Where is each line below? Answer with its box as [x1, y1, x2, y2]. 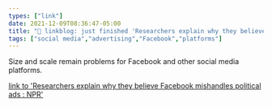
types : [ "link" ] [8, 11, 63, 20]
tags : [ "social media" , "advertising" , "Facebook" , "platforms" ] [8, 34, 223, 43]
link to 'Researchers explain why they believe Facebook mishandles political [8, 81, 261, 91]
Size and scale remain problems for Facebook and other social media [8, 57, 240, 66]
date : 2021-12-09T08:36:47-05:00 [8, 19, 121, 28]
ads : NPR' [8, 90, 44, 100]
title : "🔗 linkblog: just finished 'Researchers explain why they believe [8, 27, 266, 35]
